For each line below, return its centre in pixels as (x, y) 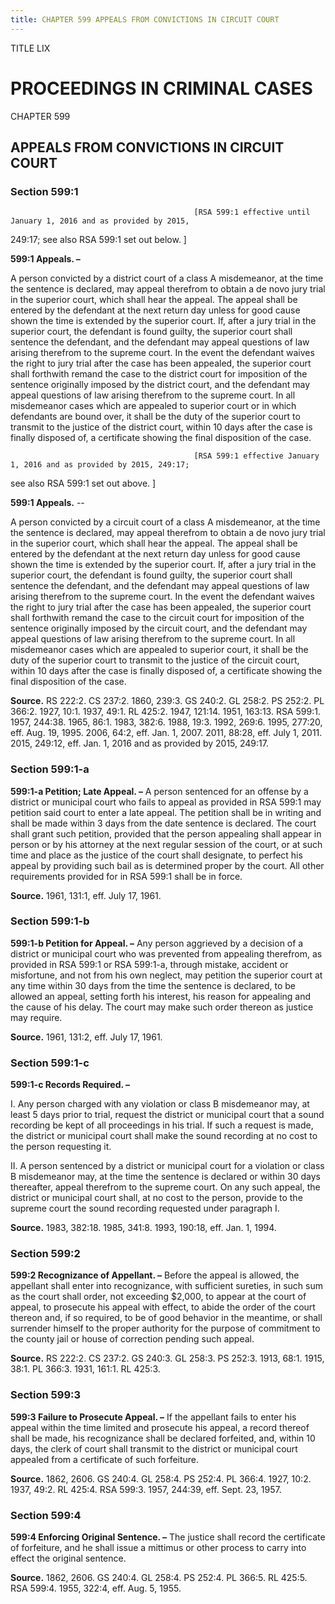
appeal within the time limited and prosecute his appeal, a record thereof (160, 1427)
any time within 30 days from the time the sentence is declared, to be (153, 985)
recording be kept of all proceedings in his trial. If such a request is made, (162, 1125)
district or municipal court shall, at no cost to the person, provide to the (156, 1198)
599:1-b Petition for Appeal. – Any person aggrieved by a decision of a (157, 943)
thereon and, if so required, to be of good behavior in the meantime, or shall (166, 1318)
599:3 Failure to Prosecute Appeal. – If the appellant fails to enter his (153, 1417)
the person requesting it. (61, 1147)
